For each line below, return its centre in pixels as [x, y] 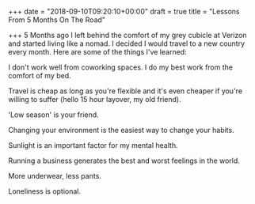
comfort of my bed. [40, 76]
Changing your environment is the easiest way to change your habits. [122, 130]
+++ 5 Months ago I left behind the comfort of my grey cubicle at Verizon [127, 35]
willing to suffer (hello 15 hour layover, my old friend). [95, 99]
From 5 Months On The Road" [57, 20]
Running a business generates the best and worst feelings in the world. [124, 161]
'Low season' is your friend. [53, 115]
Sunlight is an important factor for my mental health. [93, 145]
